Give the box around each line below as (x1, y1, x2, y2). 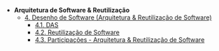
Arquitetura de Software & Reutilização (13, 6, 130, 14)
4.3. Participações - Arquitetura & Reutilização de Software (34, 36, 205, 44)
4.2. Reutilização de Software (34, 28, 120, 36)
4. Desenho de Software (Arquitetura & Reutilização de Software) (24, 13, 212, 22)
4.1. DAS (34, 21, 59, 29)
